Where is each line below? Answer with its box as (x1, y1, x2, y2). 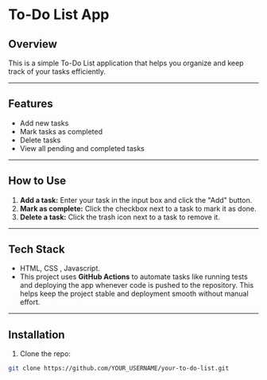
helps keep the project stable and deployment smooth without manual (19, 289, 249, 299)
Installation (8, 328, 65, 341)
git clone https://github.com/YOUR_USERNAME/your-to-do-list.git (8, 364, 229, 373)
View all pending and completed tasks (19, 143, 145, 153)
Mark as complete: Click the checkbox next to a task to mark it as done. (19, 204, 257, 213)
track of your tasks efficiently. (8, 67, 106, 76)
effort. (19, 297, 41, 307)
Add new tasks (19, 118, 69, 128)
